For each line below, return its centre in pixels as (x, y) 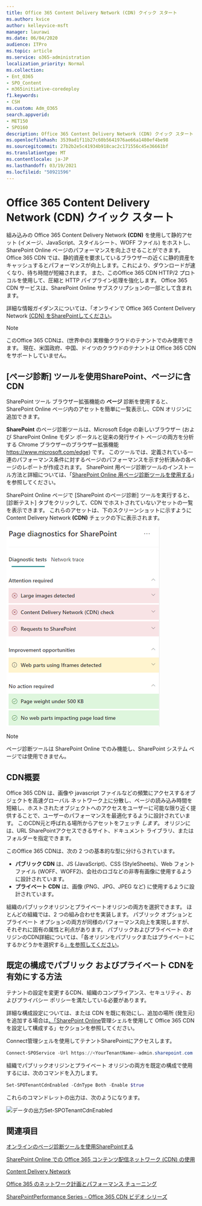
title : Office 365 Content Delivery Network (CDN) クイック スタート (92, 13)
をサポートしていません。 (38, 356)
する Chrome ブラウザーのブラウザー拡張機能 (63, 444)
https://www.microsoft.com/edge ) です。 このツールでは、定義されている (97, 452)
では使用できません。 (43, 756)
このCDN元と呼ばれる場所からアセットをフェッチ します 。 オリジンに (104, 823)
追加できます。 (25, 417)
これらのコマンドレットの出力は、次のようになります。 (75, 1097)
